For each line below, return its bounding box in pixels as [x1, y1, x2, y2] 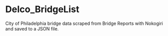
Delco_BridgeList [5, 4, 80, 15]
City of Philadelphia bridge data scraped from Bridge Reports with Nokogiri [5, 20, 163, 26]
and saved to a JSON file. [5, 25, 59, 31]
